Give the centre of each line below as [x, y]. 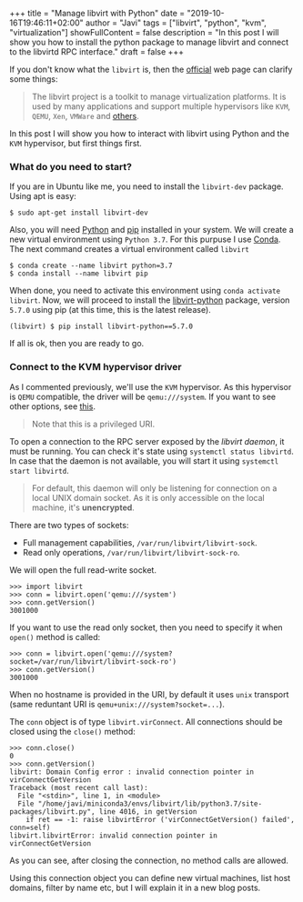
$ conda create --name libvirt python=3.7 [91, 266]
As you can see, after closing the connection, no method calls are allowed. [149, 860]
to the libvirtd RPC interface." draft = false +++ [97, 52]
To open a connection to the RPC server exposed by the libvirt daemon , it [147, 441]
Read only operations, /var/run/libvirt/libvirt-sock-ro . [131, 552]
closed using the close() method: [73, 731]
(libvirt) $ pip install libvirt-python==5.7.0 [101, 326]
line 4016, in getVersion [148, 812]
